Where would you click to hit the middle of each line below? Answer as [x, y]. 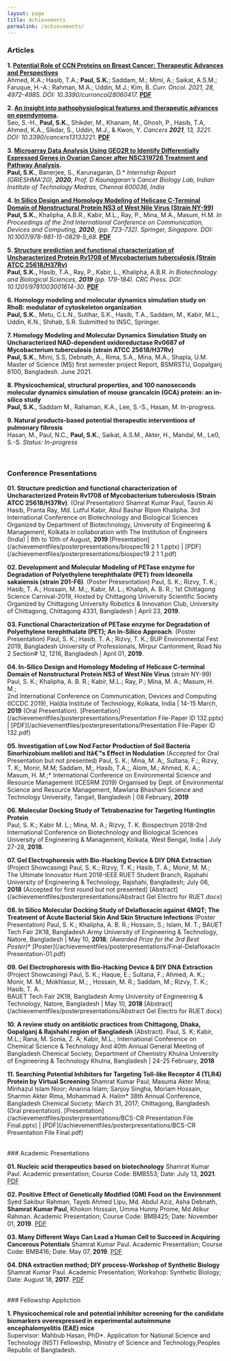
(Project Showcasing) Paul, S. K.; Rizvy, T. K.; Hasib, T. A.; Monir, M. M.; [109, 867]
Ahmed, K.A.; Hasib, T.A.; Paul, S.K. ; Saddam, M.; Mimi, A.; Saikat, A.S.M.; [112, 80]
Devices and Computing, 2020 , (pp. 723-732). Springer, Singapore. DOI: [110, 229]
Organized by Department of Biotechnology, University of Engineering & [109, 524]
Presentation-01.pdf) [36, 953]
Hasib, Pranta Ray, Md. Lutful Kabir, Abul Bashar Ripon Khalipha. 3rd [104, 510]
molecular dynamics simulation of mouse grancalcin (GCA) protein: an [110, 392]
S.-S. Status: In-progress [42, 442]
